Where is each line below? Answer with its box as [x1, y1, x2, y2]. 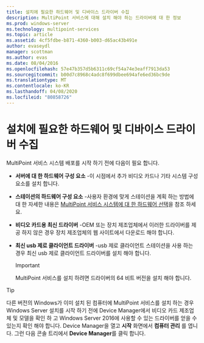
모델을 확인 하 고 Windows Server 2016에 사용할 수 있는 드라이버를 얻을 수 [19, 314, 197, 322]
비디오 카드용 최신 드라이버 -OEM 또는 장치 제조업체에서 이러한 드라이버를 [15, 221, 190, 228]
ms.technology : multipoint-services [6, 26, 99, 32]
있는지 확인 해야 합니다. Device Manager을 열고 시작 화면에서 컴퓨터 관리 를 [6, 322, 187, 329]
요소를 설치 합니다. [15, 180, 60, 187]
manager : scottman [6, 49, 53, 55]
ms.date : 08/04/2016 [6, 60, 59, 66]
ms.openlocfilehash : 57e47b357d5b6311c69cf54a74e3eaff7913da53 [6, 65, 171, 72]
